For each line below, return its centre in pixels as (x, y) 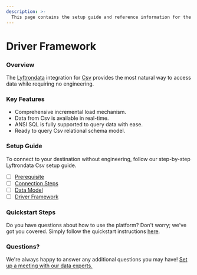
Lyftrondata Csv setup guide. (41, 165)
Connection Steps (37, 183)
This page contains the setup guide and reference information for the (101, 17)
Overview (20, 64)
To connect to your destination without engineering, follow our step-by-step (98, 159)
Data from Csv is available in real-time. (62, 118)
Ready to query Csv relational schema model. (70, 131)
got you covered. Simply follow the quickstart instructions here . (83, 231)
